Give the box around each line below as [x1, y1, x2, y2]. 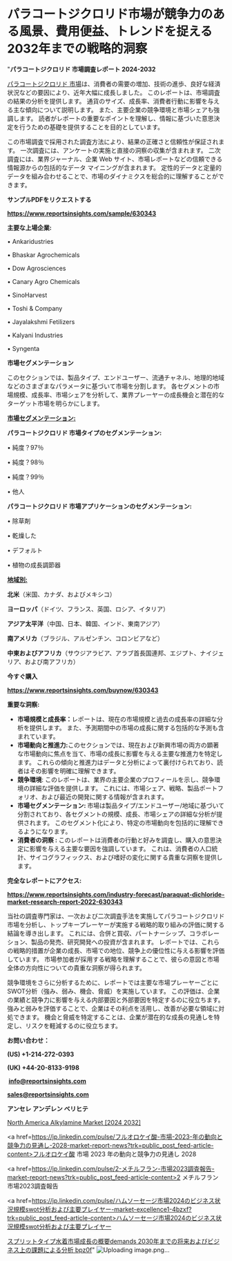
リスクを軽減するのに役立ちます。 [25, 1021, 122, 1030]
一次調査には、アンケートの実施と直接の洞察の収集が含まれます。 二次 [20, 146, 221, 154]
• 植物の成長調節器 [7, 560, 61, 569]
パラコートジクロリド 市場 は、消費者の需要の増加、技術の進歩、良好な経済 [7, 79, 221, 88]
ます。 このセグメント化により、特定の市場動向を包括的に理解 [35, 818, 212, 826]
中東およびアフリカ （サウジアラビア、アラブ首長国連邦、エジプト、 [7, 649, 200, 657]
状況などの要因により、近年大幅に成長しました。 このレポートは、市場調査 [7, 88, 221, 97]
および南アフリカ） [24, 657, 79, 665]
